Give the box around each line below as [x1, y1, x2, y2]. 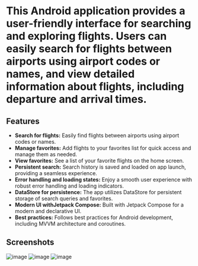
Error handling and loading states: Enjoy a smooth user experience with [14, 176, 193, 183]
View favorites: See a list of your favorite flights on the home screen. [14, 157, 184, 164]
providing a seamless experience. [14, 170, 98, 176]
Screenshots [6, 237, 55, 248]
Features [6, 116, 40, 126]
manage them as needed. [14, 151, 78, 158]
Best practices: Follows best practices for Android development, [14, 214, 174, 221]
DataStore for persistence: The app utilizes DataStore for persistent [14, 189, 182, 195]
